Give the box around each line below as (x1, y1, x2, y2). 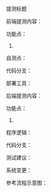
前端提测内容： (6, 18, 42, 25)
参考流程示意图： (6, 180, 47, 186)
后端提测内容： (6, 92, 42, 99)
